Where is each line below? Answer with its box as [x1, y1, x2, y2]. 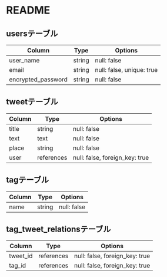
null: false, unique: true [95, 66, 158, 74]
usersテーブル [6, 28, 58, 38]
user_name [9, 57, 40, 64]
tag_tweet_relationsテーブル [6, 225, 111, 235]
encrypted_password [9, 75, 68, 83]
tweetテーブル [6, 97, 59, 107]
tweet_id [9, 252, 33, 260]
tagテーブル [6, 175, 49, 185]
